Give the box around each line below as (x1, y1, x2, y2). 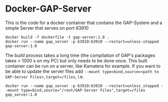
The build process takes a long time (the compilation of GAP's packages (5, 52, 155, 58)
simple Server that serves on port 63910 (5, 25, 89, 31)
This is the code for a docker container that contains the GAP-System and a (5, 20, 162, 26)
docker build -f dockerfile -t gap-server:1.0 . (5, 35, 109, 40)
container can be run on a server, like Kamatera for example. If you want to (5, 63, 160, 69)
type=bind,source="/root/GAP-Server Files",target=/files (21, 87, 145, 93)
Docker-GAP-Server (5, 3, 92, 15)
